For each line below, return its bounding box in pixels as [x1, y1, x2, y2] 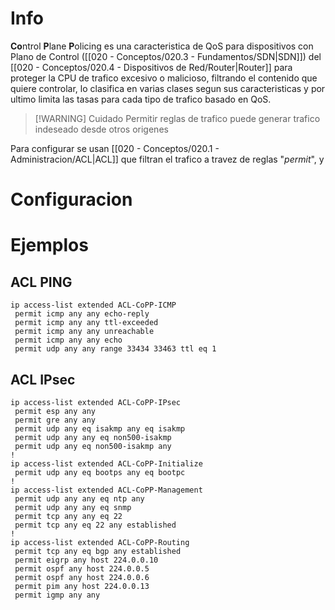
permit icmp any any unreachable [14, 327, 155, 337]
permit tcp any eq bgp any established [14, 546, 182, 556]
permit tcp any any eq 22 [14, 511, 123, 521]
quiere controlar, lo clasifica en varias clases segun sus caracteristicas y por [10, 82, 326, 94]
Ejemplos [10, 234, 89, 257]
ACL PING [10, 273, 73, 291]
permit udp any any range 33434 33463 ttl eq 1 [14, 344, 217, 354]
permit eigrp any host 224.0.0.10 [14, 555, 159, 565]
